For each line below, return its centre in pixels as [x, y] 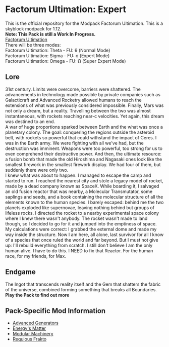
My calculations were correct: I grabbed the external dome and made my [81, 229]
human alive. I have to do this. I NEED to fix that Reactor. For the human [79, 250]
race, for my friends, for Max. [36, 256]
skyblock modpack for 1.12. [33, 28]
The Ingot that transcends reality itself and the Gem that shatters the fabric [83, 284]
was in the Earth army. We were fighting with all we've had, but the [74, 143]
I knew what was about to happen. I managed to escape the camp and [78, 175]
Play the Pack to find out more [37, 295]
